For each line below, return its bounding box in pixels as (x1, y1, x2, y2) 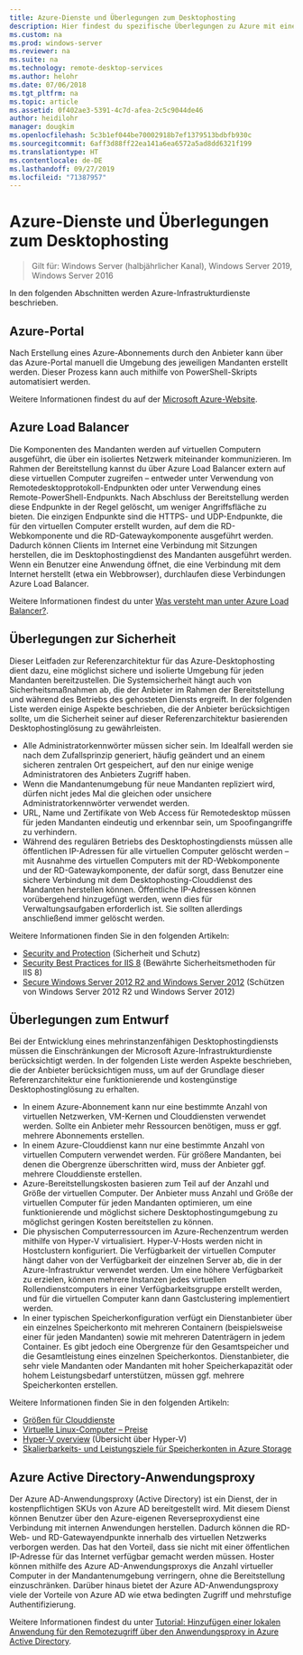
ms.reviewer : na (9, 47, 70, 56)
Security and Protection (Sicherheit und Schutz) (22, 947, 201, 958)
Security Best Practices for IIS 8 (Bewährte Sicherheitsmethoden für (22, 957, 276, 968)
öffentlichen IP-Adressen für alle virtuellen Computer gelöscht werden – (22, 845, 289, 856)
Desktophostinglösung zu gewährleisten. (9, 722, 161, 733)
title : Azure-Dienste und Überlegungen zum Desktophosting (9, 13, 236, 23)
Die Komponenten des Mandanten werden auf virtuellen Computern (9, 443, 262, 454)
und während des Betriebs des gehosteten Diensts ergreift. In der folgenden (9, 693, 292, 704)
